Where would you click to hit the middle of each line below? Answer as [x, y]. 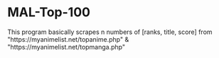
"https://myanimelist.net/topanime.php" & [68, 39]
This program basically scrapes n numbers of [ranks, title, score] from [110, 32]
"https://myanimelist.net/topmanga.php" [66, 47]
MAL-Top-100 [49, 12]
